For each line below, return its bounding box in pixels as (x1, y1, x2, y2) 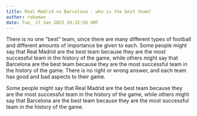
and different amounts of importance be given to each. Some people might (6, 42, 187, 49)
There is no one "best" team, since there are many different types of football (6, 36, 191, 43)
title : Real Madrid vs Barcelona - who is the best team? (6, 8, 151, 15)
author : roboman (6, 14, 46, 20)
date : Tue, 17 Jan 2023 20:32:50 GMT (6, 19, 99, 25)
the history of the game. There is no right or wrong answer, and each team (6, 67, 187, 74)
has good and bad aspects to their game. (6, 73, 106, 80)
